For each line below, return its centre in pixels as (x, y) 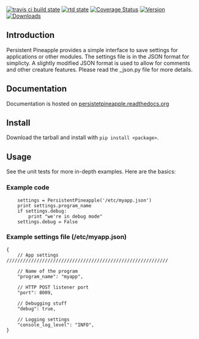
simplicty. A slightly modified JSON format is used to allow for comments (98, 63)
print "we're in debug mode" (66, 216)
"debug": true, (37, 309)
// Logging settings (43, 319)
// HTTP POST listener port (53, 287)
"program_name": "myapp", (51, 276)
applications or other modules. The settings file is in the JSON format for (98, 56)
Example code (28, 188)
